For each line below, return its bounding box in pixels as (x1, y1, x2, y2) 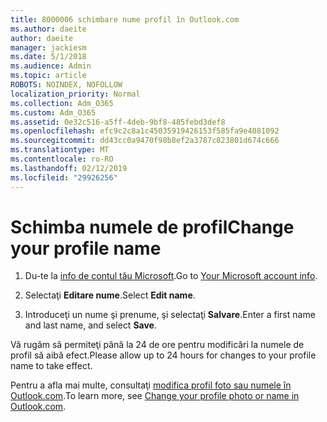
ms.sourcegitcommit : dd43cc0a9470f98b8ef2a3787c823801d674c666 (10, 136, 280, 146)
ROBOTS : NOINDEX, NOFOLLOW (10, 80, 123, 90)
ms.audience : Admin (10, 61, 92, 71)
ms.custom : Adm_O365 (10, 107, 97, 118)
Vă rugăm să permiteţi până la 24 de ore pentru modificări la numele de (10, 339, 305, 351)
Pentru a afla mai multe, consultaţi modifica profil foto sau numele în (10, 379, 292, 391)
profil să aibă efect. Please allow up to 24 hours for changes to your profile (10, 349, 317, 361)
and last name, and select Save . (24, 319, 157, 331)
